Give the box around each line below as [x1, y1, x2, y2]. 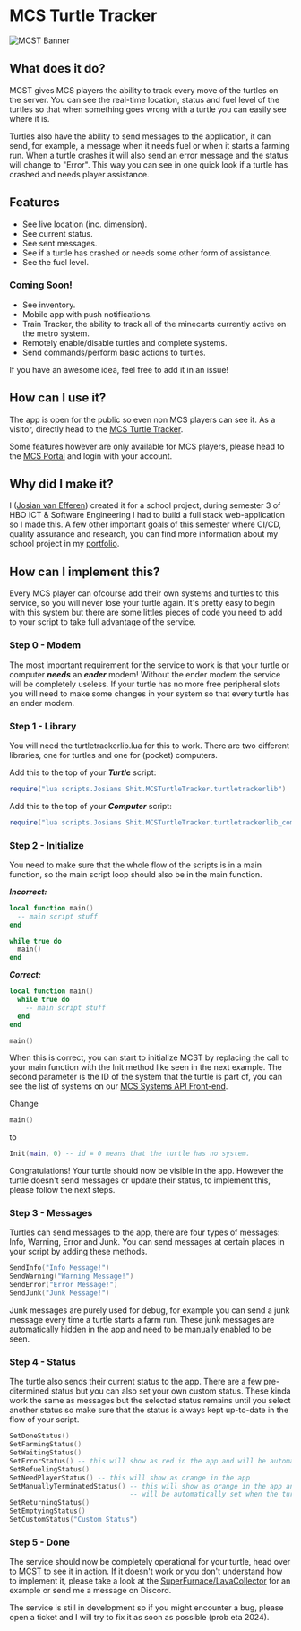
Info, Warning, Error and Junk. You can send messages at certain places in [9, 1237, 285, 1247]
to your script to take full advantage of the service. [9, 617, 197, 627]
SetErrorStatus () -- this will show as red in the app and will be [9, 1456, 267, 1465]
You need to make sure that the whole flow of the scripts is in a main [9, 859, 262, 870]
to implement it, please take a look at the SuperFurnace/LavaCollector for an [9, 1575, 291, 1586]
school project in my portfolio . [9, 539, 120, 549]
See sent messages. [21, 237, 98, 248]
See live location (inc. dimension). [21, 219, 148, 229]
